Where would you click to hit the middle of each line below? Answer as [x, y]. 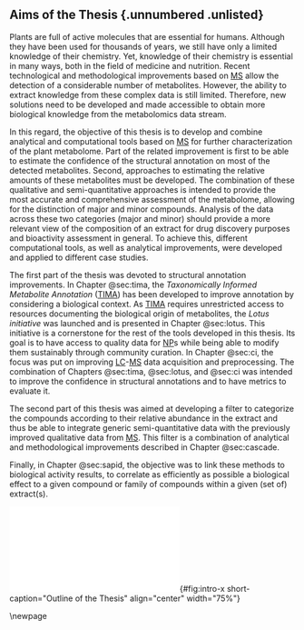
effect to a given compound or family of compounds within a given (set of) [148, 484]
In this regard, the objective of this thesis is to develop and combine [136, 132]
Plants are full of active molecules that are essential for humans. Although [147, 36]
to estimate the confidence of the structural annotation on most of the [140, 160]
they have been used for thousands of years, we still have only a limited [143, 46]
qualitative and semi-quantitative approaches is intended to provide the [143, 189]
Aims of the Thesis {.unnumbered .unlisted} [137, 15]
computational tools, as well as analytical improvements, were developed [146, 247]
